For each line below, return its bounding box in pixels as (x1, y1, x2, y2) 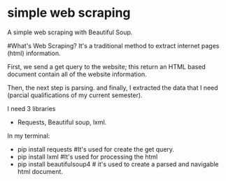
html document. (17, 167, 63, 175)
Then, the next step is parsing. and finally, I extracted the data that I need (7, 83, 218, 92)
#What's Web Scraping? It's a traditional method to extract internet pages (7, 41, 220, 50)
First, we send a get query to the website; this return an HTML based (7, 62, 206, 71)
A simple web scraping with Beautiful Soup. (7, 28, 133, 36)
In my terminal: (7, 131, 50, 140)
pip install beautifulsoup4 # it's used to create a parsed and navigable (17, 159, 219, 168)
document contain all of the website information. (7, 70, 147, 78)
